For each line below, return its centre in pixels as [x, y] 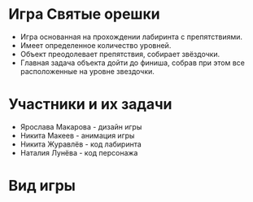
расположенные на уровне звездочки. [87, 71]
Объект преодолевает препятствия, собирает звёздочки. [120, 54]
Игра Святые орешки [84, 14]
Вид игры [42, 186]
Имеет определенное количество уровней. [96, 45]
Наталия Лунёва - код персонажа [79, 152]
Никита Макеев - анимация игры [77, 135]
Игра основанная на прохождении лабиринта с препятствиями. [131, 37]
